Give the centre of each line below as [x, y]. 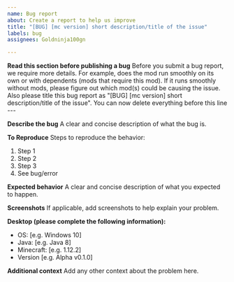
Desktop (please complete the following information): [87, 222]
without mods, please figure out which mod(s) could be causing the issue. [114, 88]
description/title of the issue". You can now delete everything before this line [117, 103]
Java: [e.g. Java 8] [44, 243]
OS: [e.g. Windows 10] [49, 235]
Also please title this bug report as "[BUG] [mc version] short [95, 96]
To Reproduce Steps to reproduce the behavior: [76, 138]
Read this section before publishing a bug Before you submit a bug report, [116, 66]
